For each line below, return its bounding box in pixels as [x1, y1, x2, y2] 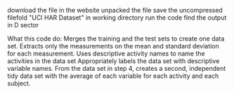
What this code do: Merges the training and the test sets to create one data [7, 34, 225, 43]
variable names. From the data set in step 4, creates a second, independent [7, 65, 226, 72]
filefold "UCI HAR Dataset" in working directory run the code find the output [7, 13, 227, 22]
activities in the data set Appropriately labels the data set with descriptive [7, 57, 220, 65]
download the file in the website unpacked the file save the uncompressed [7, 6, 223, 14]
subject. [7, 79, 31, 87]
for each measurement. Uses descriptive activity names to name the [7, 49, 205, 58]
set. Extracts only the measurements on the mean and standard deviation [7, 42, 219, 50]
